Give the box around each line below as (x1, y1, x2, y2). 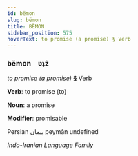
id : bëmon (7, 10, 36, 17)
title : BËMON (7, 23, 45, 30)
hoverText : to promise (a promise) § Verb (7, 36, 131, 43)
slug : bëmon (7, 17, 41, 23)
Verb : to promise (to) (7, 88, 67, 96)
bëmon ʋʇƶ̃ (7, 59, 50, 68)
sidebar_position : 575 (7, 29, 72, 37)
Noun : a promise (7, 101, 55, 109)
